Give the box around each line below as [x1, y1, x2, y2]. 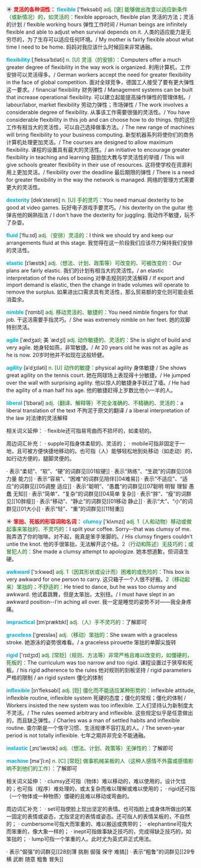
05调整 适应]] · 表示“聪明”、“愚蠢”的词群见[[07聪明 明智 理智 [38, 483, 188, 490]
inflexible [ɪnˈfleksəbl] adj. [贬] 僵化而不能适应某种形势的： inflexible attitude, [6, 687, 196, 694]
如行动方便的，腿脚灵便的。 [6, 455, 75, 462]
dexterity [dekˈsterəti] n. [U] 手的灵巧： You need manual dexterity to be [6, 196, 184, 203]
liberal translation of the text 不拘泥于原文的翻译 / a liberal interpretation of [6, 407, 190, 414]
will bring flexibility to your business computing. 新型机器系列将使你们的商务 [6, 131, 194, 138]
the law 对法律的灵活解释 [6, 414, 68, 421]
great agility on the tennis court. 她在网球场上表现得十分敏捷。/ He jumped [6, 372, 191, 379]
